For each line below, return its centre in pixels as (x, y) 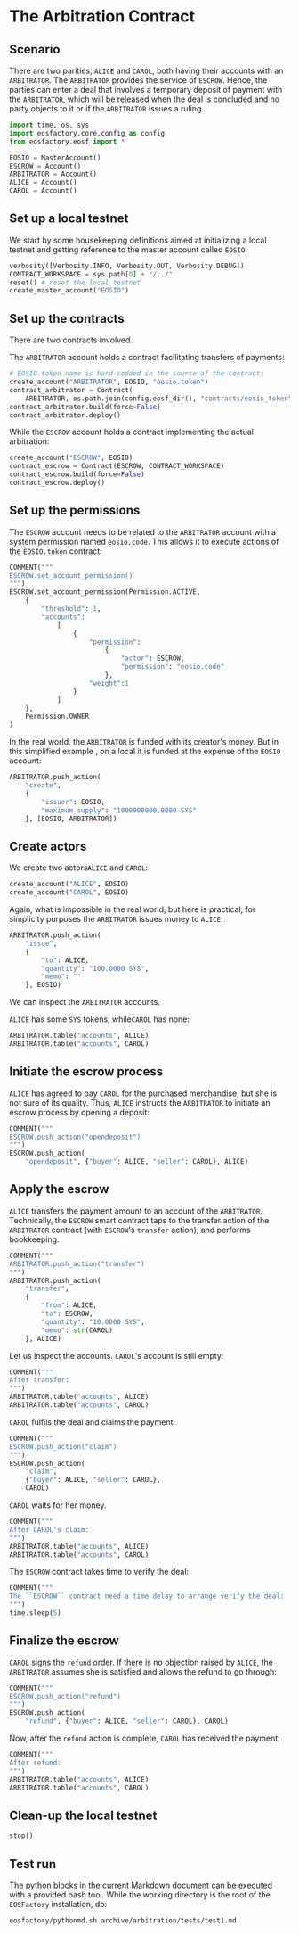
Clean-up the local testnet (83, 1815)
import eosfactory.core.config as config (87, 133)
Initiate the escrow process (86, 1072)
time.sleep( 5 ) (36, 1613)
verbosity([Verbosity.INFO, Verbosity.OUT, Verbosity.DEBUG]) (127, 266)
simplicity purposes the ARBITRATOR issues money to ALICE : (117, 919)
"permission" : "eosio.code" (173, 667)
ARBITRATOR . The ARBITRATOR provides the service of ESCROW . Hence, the (138, 80)
